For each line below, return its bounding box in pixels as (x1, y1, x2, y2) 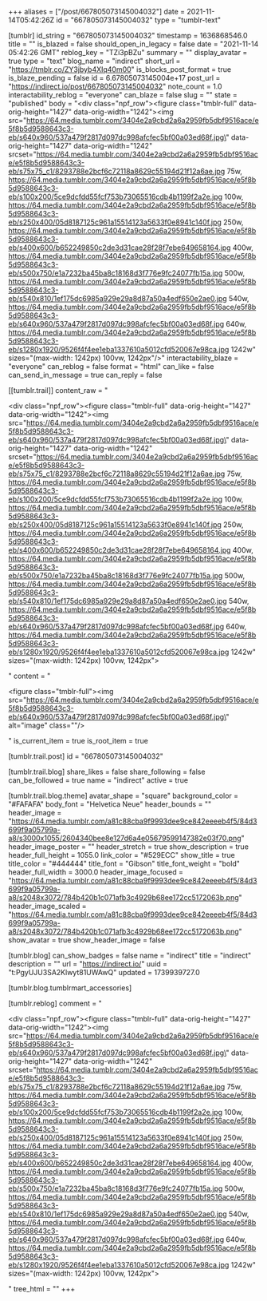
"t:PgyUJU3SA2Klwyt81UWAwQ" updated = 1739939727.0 (8, 968, 201, 977)
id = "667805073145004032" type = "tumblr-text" (56, 15, 222, 25)
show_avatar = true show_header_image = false (8, 935, 166, 945)
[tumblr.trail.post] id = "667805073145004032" (8, 752, 163, 761)
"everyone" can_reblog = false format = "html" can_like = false (8, 362, 214, 371)
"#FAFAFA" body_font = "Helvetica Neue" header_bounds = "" (8, 799, 212, 809)
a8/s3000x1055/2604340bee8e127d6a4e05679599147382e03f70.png (8, 834, 241, 843)
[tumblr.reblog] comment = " (8, 998, 102, 1008)
